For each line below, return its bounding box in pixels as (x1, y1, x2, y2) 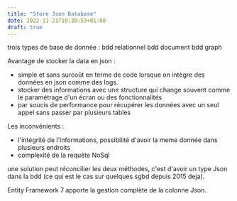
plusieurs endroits (17, 143, 71, 152)
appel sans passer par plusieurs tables (17, 108, 131, 117)
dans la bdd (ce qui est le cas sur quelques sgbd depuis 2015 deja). (7, 172, 205, 181)
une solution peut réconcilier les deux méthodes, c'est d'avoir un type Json (7, 165, 228, 173)
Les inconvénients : (7, 122, 65, 131)
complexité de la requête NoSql (17, 151, 110, 160)
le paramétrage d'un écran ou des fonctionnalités (17, 93, 162, 102)
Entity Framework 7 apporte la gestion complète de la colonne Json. (7, 186, 207, 195)
